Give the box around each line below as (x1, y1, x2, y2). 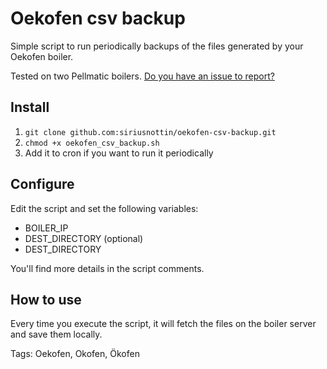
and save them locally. (10, 328, 103, 341)
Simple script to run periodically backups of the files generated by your (10, 40, 304, 52)
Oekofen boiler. (10, 50, 74, 62)
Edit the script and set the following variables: (10, 202, 199, 214)
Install (10, 99, 50, 116)
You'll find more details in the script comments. (10, 262, 205, 274)
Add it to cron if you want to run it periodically (24, 147, 214, 159)
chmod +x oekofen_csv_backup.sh (24, 138, 160, 148)
